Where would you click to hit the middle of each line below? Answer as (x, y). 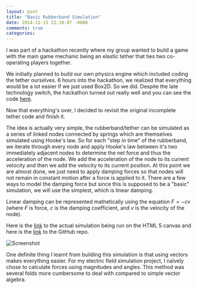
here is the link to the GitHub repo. (48, 232)
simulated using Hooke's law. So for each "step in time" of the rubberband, (97, 140)
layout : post (22, 11)
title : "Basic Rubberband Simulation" (54, 17)
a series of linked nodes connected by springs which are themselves (89, 134)
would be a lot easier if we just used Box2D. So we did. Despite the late (92, 86)
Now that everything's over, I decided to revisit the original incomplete (91, 110)
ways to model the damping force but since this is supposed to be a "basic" (98, 184)
